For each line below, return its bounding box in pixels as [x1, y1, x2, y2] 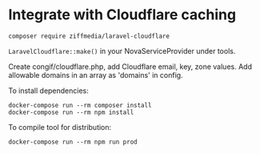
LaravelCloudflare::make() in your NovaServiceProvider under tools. [8, 46, 236, 55]
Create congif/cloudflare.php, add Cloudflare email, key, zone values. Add [8, 62, 252, 71]
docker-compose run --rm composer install [8, 101, 152, 109]
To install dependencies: [8, 86, 90, 95]
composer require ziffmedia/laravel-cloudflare [8, 32, 170, 40]
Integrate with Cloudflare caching [8, 6, 237, 24]
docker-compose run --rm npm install [8, 108, 134, 116]
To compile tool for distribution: [8, 122, 112, 132]
